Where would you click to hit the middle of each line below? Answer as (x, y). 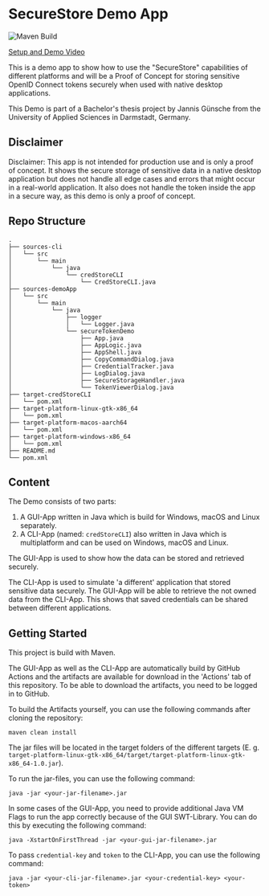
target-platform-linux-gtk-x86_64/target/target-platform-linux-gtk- (127, 755)
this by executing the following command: (77, 825)
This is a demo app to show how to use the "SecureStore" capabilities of (128, 67)
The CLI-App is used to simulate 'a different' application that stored (120, 583)
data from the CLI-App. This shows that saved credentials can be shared (128, 599)
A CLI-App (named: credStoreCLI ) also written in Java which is (123, 534)
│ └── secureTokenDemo (71, 331)
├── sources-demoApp (43, 289)
